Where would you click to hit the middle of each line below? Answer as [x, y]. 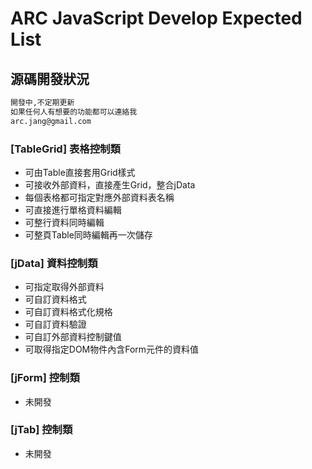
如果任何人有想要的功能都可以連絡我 [74, 112]
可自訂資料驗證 [55, 324]
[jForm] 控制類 [45, 378]
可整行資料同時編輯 [64, 222]
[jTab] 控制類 [41, 430]
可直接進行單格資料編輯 [73, 209]
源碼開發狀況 [50, 78]
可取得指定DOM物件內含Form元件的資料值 [112, 349]
